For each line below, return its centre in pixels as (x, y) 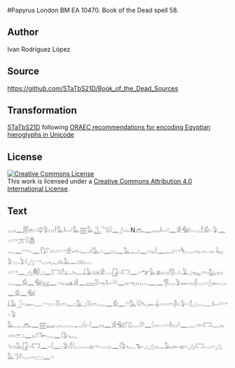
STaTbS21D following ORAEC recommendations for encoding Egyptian (109, 127)
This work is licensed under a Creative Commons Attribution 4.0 (100, 182)
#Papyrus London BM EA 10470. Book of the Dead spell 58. (93, 10)
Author (23, 32)
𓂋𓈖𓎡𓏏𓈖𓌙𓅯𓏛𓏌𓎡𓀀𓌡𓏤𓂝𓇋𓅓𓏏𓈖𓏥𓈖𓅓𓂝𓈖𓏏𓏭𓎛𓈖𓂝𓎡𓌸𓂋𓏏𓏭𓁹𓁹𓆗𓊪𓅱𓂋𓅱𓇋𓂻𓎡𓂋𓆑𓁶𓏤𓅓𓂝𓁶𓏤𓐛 (115, 251)
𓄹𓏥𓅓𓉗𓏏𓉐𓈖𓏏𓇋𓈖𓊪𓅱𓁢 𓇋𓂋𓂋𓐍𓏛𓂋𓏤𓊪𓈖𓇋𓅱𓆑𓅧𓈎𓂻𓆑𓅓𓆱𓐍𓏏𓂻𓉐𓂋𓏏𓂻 (115, 346)
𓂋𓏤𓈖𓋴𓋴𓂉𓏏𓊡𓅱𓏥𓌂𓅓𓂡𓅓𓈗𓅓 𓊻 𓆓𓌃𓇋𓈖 (63, 230)
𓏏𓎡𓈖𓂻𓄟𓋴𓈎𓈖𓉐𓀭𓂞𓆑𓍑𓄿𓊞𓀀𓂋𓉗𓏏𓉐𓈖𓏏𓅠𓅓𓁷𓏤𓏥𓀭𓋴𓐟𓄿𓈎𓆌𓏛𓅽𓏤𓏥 (115, 272)
